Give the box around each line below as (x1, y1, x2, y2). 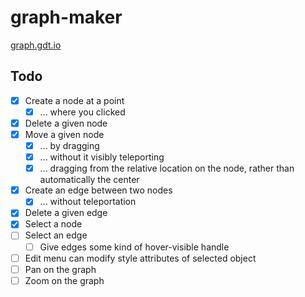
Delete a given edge (24, 207, 108, 219)
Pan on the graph (24, 263, 97, 275)
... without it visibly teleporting (39, 151, 165, 163)
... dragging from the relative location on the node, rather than (39, 162, 295, 175)
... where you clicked (39, 106, 126, 118)
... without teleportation (39, 196, 137, 208)
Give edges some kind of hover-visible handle (39, 241, 230, 253)
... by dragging (39, 140, 100, 151)
